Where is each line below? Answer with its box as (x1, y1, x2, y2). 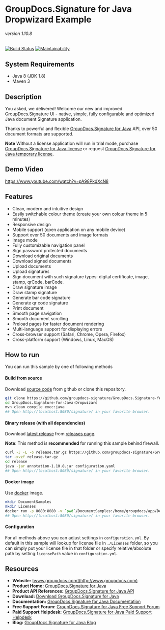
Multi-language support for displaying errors (12, 326, 103, 332)
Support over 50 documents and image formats (12, 232, 109, 237)
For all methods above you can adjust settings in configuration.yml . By (5, 534, 149, 540)
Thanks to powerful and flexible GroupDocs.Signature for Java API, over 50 (5, 126, 158, 132)
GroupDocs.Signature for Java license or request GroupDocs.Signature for (5, 146, 156, 152)
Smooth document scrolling (12, 315, 68, 321)
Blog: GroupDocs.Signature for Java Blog (12, 620, 96, 626)
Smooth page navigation (12, 310, 62, 316)
